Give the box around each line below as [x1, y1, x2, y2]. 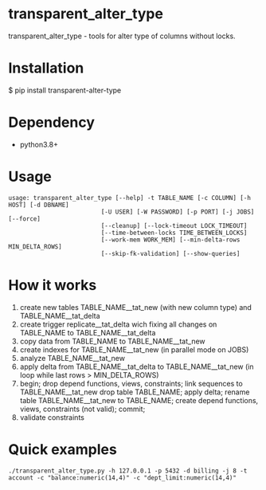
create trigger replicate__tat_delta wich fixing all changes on [19, 319, 217, 329]
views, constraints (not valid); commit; [19, 404, 146, 414]
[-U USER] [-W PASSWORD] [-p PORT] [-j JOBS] [100, 208, 255, 216]
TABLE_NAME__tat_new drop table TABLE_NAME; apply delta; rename [19, 387, 250, 397]
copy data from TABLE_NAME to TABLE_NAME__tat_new [19, 336, 205, 346]
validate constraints [19, 412, 85, 422]
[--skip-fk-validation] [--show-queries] [100, 249, 241, 257]
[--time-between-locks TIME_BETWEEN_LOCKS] [100, 229, 248, 237]
